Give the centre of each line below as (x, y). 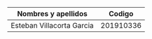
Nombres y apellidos (52, 14)
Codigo (121, 14)
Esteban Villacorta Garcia (53, 25)
